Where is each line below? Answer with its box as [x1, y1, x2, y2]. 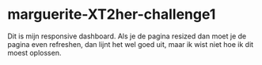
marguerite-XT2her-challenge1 [7, 5, 216, 23]
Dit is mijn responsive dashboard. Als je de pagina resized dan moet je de [7, 31, 247, 41]
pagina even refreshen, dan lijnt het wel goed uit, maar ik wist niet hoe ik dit [7, 39, 254, 49]
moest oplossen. [7, 48, 62, 57]
